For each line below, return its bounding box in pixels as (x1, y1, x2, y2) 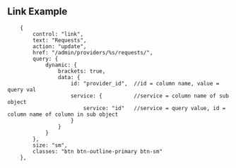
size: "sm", (33, 141, 69, 149)
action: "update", (33, 42, 87, 50)
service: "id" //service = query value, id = (83, 104, 226, 112)
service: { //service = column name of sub (70, 92, 230, 100)
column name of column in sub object (7, 111, 119, 118)
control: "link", (33, 30, 83, 37)
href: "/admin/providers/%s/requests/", (33, 49, 153, 56)
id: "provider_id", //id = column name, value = (70, 80, 220, 87)
